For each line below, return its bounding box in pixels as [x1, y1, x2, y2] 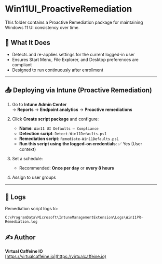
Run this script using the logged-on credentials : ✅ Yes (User [19, 140, 142, 146]
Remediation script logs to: [5, 206, 58, 212]
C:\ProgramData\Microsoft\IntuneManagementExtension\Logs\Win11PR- [5, 215, 144, 220]
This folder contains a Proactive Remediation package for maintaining [5, 19, 143, 25]
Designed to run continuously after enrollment [12, 67, 104, 73]
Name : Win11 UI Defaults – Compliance [19, 125, 99, 131]
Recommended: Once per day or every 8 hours [19, 165, 114, 171]
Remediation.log [5, 219, 38, 224]
